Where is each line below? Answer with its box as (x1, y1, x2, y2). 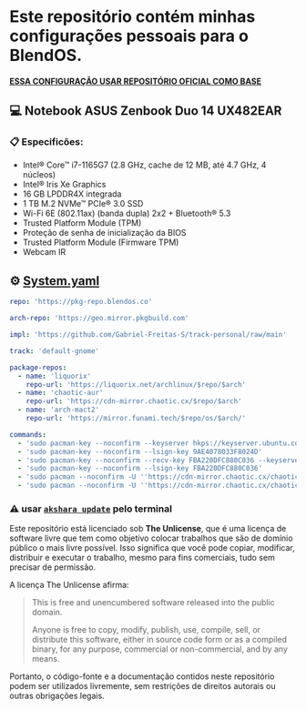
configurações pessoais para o (9, 25, 249, 46)
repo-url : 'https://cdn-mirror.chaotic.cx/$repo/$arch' (25, 397, 243, 406)
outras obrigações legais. (9, 690, 105, 702)
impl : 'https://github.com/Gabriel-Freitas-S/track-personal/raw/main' (9, 330, 287, 340)
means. (31, 654, 60, 664)
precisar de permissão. (9, 562, 97, 573)
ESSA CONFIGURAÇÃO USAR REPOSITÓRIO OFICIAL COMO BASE (9, 76, 262, 86)
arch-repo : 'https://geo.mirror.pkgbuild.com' (9, 314, 189, 323)
